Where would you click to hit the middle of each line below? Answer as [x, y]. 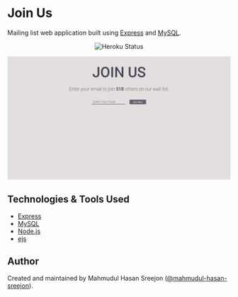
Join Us [30, 13]
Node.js [29, 231]
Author [23, 261]
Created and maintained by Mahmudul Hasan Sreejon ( [87, 279]
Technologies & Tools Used [68, 199]
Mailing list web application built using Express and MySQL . [95, 33]
